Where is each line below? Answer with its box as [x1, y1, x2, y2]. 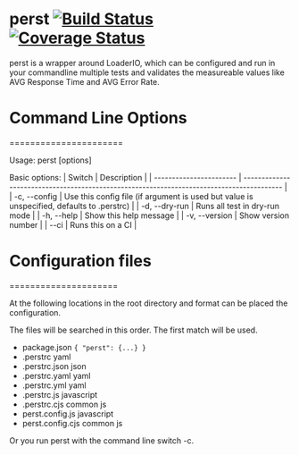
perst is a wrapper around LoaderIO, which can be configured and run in [9, 57, 276, 68]
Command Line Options [9, 108, 187, 129]
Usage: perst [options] [9, 155, 92, 165]
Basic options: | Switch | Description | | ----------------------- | [9, 172, 242, 182]
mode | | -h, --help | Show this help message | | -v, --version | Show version [9, 210, 290, 221]
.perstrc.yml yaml [21, 380, 87, 391]
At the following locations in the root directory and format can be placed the [9, 298, 288, 308]
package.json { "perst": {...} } [21, 341, 146, 352]
